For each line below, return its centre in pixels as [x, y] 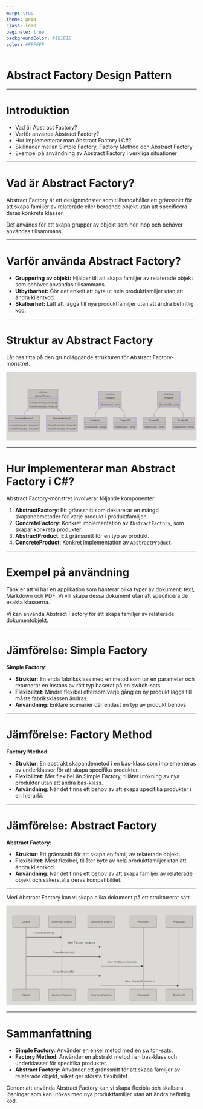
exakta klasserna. [28, 602]
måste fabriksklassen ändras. [52, 698]
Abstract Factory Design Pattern [89, 75]
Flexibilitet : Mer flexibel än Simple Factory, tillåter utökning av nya [97, 776]
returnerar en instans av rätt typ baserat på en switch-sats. [88, 685]
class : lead [21, 25]
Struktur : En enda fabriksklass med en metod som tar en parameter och [105, 679]
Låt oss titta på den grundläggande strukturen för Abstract [79, 357]
